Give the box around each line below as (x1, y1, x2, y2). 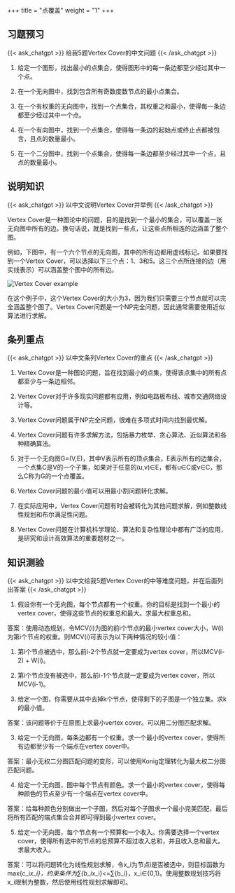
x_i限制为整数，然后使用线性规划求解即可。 (7, 878, 131, 887)
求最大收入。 (17, 845, 55, 854)
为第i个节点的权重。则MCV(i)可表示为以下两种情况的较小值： (7, 633, 183, 641)
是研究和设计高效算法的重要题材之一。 (17, 534, 128, 543)
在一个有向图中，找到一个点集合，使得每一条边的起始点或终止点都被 (17, 125, 214, 134)
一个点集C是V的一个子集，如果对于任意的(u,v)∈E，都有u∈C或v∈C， (17, 463, 217, 472)
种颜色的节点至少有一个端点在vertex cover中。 (17, 789, 152, 798)
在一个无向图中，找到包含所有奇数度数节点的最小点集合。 (17, 87, 183, 95)
